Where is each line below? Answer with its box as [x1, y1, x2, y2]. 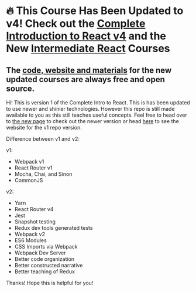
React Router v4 [14, 206, 54, 212]
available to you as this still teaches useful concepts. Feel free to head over [6, 111, 187, 118]
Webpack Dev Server [14, 249, 66, 256]
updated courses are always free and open [6, 74, 165, 84]
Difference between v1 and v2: [6, 135, 80, 142]
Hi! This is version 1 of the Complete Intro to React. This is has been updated [6, 99, 190, 106]
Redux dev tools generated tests [14, 225, 93, 231]
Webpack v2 [14, 230, 46, 237]
